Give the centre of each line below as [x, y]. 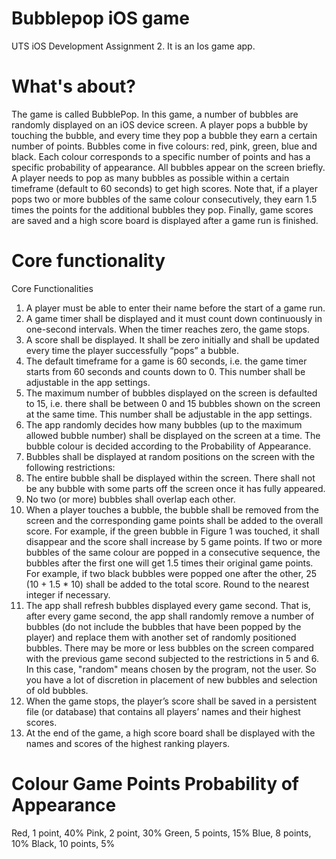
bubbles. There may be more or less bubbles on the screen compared [169, 648]
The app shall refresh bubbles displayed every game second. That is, [168, 605]
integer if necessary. [68, 594]
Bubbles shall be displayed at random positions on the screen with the [170, 456]
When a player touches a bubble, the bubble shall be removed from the [172, 509]
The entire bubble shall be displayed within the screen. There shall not [170, 478]
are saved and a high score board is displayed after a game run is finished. [165, 220]
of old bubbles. [57, 690]
